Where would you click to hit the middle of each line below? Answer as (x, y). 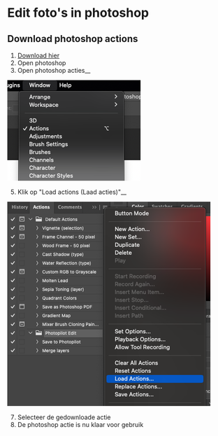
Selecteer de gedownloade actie (64, 417)
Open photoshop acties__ (54, 70)
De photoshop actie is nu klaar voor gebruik (80, 424)
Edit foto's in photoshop (78, 13)
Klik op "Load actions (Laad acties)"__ (72, 192)
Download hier (38, 55)
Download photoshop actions (73, 39)
